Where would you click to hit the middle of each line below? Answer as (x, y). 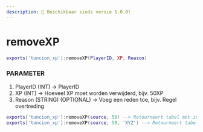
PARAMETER (26, 73)
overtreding (29, 106)
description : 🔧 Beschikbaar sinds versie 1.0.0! (69, 12)
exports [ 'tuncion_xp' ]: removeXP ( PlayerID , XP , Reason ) (77, 58)
